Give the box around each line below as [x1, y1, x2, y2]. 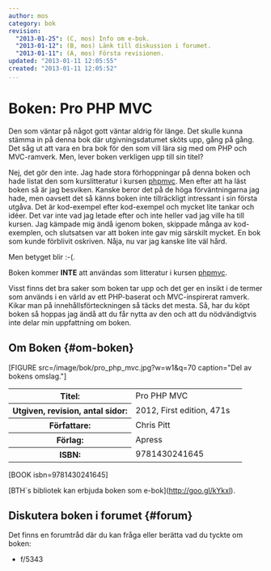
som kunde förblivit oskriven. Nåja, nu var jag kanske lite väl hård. [8, 236, 228, 246]
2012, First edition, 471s [135, 404, 231, 416]
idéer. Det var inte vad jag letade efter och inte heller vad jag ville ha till [8, 210, 245, 220]
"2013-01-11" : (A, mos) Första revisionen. [15, 49, 164, 57]
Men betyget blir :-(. [8, 252, 75, 261]
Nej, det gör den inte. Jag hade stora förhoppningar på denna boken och [8, 167, 251, 177]
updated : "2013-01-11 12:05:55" [8, 57, 117, 66]
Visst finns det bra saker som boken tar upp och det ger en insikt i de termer [8, 283, 263, 293]
